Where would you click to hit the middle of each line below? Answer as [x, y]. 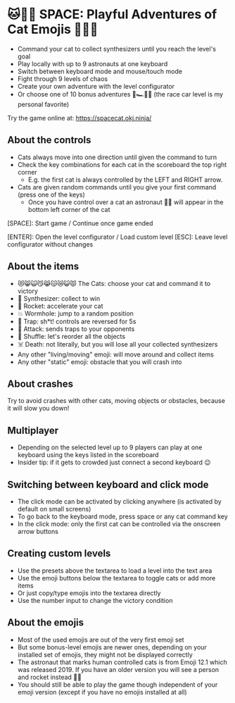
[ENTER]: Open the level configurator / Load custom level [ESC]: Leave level [118, 237]
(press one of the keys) [51, 194]
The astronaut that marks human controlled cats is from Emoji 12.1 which [122, 662]
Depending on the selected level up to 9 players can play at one [110, 447]
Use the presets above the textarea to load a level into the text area [115, 571]
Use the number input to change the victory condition [95, 600]
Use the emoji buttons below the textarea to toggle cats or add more [116, 578]
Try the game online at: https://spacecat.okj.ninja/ [80, 118]
